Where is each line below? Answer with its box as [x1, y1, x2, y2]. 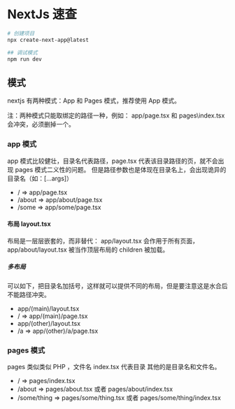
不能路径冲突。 [7, 290, 50, 299]
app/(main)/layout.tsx [17, 304, 80, 313]
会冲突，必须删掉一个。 [7, 120, 75, 129]
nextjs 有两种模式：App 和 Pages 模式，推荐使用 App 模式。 [7, 96, 180, 105]
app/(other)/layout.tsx [17, 319, 81, 327]
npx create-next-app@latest [7, 36, 90, 43]
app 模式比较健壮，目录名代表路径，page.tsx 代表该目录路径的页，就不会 [7, 157, 218, 165]
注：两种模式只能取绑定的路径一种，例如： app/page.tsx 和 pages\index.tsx [7, 111, 225, 120]
